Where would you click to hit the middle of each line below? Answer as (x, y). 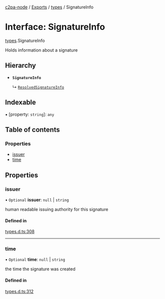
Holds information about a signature (41, 50)
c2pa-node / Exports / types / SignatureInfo (49, 7)
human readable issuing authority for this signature (57, 209)
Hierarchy (21, 66)
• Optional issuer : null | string (37, 200)
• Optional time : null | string (35, 260)
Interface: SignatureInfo (55, 27)
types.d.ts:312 (19, 291)
